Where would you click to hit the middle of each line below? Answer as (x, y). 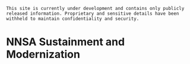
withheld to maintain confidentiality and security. (73, 19)
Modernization (43, 54)
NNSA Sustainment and (66, 42)
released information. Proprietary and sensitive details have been (93, 14)
